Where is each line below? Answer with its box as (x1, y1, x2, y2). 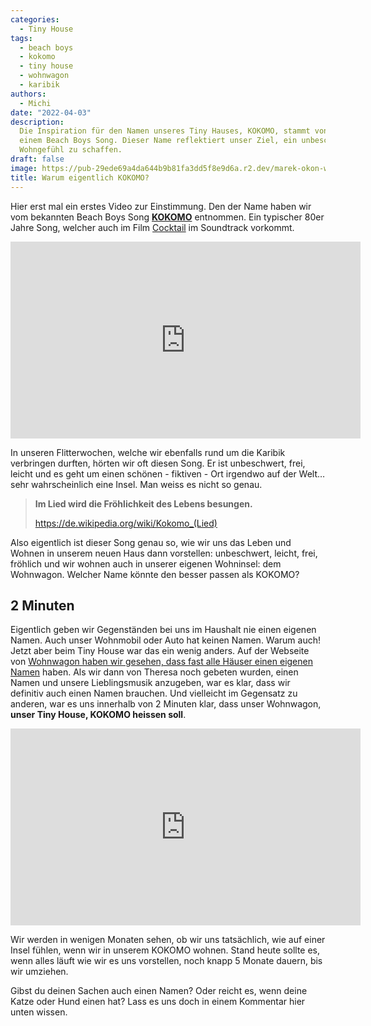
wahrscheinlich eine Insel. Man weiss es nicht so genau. (31, 478, 263, 490)
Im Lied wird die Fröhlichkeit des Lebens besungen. (34, 497, 253, 510)
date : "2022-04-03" (10, 107, 92, 118)
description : (10, 117, 65, 127)
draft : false (10, 154, 65, 164)
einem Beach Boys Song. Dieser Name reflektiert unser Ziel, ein (19, 136, 298, 146)
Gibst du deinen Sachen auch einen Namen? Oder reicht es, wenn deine (10, 985, 308, 997)
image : (10, 163, 38, 173)
